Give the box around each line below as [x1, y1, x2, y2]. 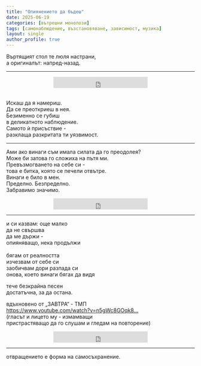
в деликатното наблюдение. [6, 118, 78, 126]
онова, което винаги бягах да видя [6, 271, 95, 278]
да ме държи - [6, 233, 44, 240]
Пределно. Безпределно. [6, 180, 71, 187]
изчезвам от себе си [6, 258, 59, 265]
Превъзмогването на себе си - [6, 161, 86, 168]
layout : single [6, 31, 44, 37]
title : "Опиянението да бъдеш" [6, 8, 84, 15]
